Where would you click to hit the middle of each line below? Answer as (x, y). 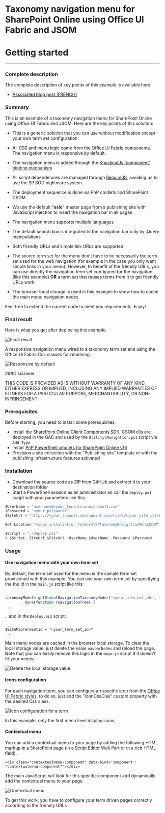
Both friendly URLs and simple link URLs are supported (68, 246)
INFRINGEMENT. (22, 399)
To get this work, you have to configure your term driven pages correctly (79, 800)
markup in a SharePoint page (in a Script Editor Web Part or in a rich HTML (81, 748)
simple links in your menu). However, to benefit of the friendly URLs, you (85, 266)
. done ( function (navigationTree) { (59, 602)
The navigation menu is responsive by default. (59, 153)
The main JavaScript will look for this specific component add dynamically (80, 775)
